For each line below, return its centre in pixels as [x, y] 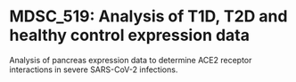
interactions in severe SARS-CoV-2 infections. [94, 70]
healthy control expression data [129, 35]
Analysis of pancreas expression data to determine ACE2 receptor [131, 60]
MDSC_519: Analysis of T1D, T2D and [148, 16]
